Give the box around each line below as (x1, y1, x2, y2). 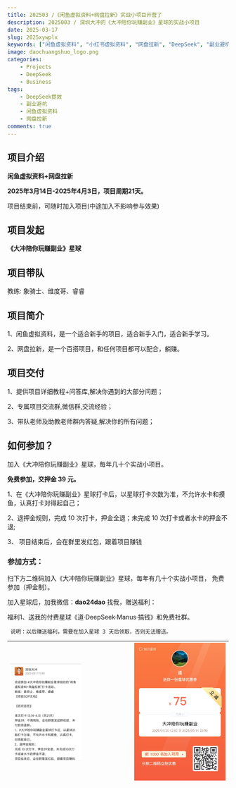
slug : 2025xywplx (7, 34, 58, 41)
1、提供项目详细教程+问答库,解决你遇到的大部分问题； (7, 387, 164, 395)
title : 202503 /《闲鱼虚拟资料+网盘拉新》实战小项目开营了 (7, 11, 163, 18)
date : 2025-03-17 (7, 26, 58, 33)
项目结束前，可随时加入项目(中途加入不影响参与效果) (7, 202, 160, 210)
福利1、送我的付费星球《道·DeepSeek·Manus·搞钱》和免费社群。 (7, 612, 194, 621)
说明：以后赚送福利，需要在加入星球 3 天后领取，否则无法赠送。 (10, 628, 172, 635)
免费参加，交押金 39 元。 (7, 474, 80, 483)
